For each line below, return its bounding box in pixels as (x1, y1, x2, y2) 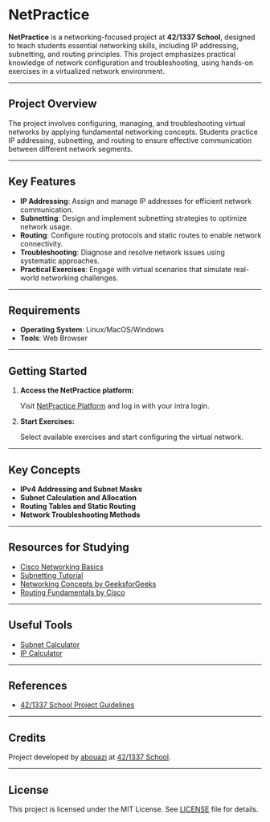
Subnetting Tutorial (19, 570, 84, 580)
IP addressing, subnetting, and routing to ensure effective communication (8, 135, 252, 145)
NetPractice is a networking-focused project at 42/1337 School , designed (8, 32, 256, 42)
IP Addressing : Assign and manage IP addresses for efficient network (19, 196, 252, 205)
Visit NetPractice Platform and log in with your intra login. (19, 401, 210, 411)
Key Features (8, 175, 76, 189)
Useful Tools (8, 618, 73, 632)
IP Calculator (19, 648, 63, 657)
